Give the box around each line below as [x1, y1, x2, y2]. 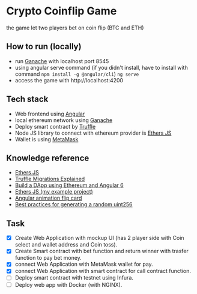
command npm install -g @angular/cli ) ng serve [14, 70, 139, 78]
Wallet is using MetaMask [14, 135, 79, 142]
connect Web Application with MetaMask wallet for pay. [14, 260, 153, 268]
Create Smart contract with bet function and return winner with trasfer [14, 248, 189, 255]
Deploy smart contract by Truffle [14, 123, 96, 130]
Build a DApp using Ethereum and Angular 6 [14, 182, 124, 189]
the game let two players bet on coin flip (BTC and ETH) [6, 24, 144, 31]
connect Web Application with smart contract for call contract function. [14, 268, 191, 275]
